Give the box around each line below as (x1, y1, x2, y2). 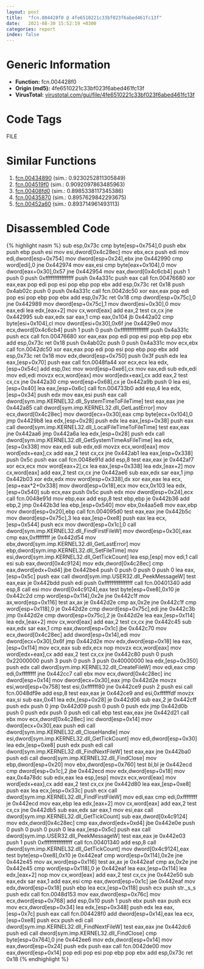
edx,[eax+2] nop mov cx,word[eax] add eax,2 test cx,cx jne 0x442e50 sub (6, 871, 194, 878)
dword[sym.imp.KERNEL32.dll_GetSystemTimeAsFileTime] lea (6, 436, 161, 443)
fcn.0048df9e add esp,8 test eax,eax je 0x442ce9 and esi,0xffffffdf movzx (6, 689, 194, 697)
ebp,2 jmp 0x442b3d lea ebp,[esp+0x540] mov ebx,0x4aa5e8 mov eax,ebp (6, 501, 198, 509)
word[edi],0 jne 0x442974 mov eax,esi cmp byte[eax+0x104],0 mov (6, 261, 177, 269)
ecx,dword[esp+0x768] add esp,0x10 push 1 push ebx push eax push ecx (6, 897, 191, 904)
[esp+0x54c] (6, 365, 40, 372)
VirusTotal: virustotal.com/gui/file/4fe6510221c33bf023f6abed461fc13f (15, 91, 195, 98)
